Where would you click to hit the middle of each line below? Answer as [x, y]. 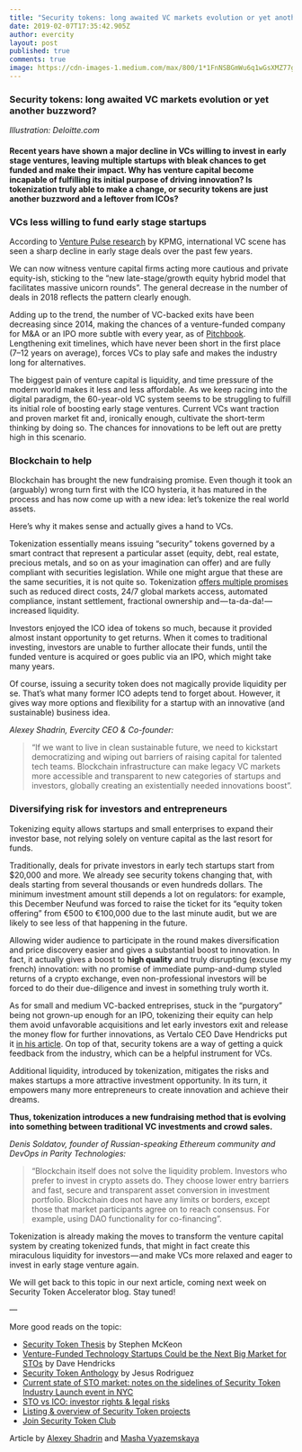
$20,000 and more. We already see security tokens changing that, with [141, 875]
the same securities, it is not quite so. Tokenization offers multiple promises [149, 582]
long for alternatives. [48, 363]
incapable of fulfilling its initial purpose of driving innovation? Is [131, 179]
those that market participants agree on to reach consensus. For [150, 1209]
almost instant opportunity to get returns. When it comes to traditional [138, 638]
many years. [32, 666]
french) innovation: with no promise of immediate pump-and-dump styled [146, 969]
